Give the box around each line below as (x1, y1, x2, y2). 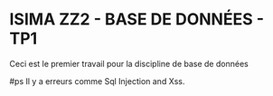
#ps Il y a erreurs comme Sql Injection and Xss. (9, 75, 185, 86)
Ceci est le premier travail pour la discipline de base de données (9, 58, 249, 69)
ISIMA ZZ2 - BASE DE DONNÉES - (9, 9, 265, 30)
